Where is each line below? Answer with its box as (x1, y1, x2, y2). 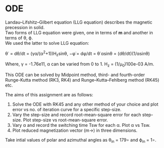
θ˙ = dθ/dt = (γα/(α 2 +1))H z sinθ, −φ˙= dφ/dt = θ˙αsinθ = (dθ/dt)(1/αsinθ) (5, 50, 150, 58)
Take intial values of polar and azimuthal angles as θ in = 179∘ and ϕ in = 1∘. (5, 137, 157, 144)
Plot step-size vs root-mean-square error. (23, 117, 108, 123)
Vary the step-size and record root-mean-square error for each (12, 112, 142, 118)
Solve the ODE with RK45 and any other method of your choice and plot (12, 101, 159, 107)
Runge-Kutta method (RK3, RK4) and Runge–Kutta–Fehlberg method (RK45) (5, 77, 160, 83)
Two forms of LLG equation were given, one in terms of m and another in (5, 30, 153, 35)
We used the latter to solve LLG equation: (5, 40, 89, 46)
